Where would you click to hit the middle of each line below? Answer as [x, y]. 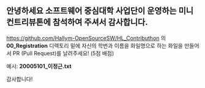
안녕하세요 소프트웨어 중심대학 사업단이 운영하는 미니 [100, 11]
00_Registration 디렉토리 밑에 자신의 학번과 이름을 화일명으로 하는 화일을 [95, 46]
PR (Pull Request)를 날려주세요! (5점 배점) [63, 53]
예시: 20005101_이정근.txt [39, 66]
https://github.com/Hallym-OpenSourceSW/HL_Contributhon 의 [86, 38]
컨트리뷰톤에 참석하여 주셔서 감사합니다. [77, 22]
